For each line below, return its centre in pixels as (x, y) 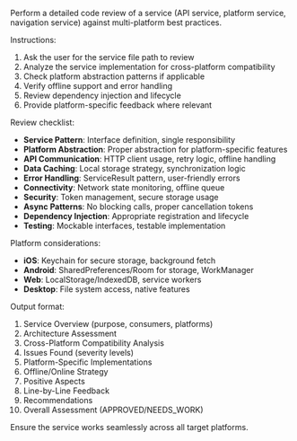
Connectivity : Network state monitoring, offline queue (124, 187)
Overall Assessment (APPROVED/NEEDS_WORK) (114, 410)
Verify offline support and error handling (98, 86)
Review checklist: (43, 122)
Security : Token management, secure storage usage (121, 197)
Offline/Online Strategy (66, 371)
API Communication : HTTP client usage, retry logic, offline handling (149, 159)
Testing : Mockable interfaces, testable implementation (124, 225)
